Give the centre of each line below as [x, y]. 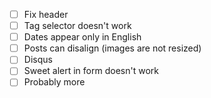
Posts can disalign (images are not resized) [112, 48]
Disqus [38, 60]
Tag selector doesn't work [77, 26]
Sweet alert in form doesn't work [91, 71]
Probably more [54, 82]
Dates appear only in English [82, 37]
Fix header [46, 14]
